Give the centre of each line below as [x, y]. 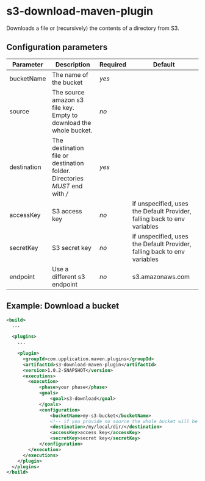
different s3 [68, 277]
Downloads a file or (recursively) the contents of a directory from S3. [93, 28]
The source [68, 92]
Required [113, 64]
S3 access [67, 211]
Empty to [65, 115]
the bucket [67, 82]
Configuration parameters [57, 47]
